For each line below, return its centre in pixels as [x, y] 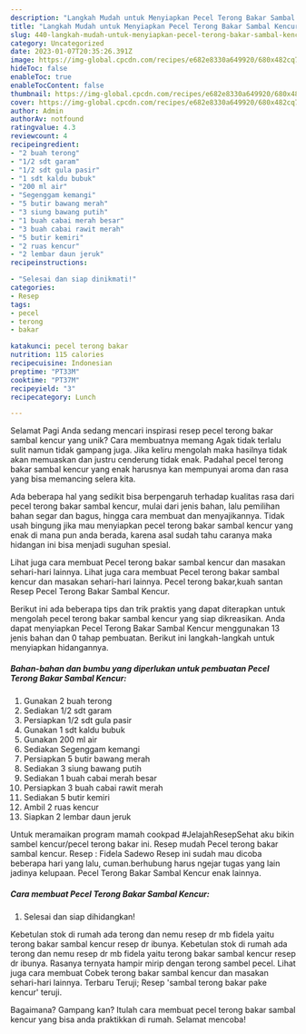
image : [23, 60]
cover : [23, 102]
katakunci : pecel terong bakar [69, 346]
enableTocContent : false [57, 85]
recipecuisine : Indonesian [61, 363]
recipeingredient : [45, 144]
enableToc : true [41, 77]
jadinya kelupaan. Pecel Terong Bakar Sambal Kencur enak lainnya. [136, 873]
